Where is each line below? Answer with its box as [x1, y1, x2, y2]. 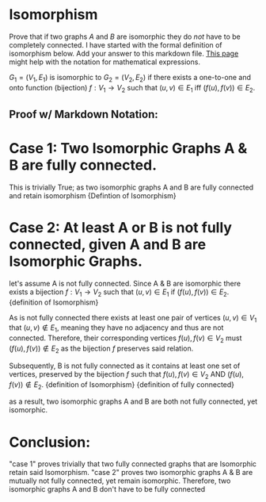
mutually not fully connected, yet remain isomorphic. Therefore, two [9, 476, 231, 485]
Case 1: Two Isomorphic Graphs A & [9, 140, 248, 158]
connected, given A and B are [9, 236, 207, 254]
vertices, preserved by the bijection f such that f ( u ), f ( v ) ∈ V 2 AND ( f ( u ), [9, 369, 245, 381]
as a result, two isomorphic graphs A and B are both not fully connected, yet [9, 397, 258, 406]
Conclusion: [9, 433, 91, 451]
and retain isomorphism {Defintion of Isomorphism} [9, 190, 177, 200]
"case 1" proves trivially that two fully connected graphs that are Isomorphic [9, 459, 256, 469]
